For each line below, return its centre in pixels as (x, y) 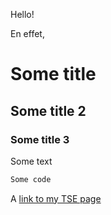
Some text (31, 161)
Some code (31, 179)
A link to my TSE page (56, 198)
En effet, (27, 33)
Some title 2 (48, 110)
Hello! (22, 14)
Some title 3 (40, 139)
